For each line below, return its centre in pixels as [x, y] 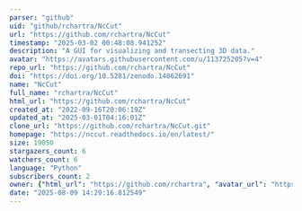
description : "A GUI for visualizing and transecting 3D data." [132, 51]
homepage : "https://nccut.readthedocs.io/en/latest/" [112, 135]
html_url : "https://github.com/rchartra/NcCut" [100, 101]
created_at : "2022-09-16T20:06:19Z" [78, 110]
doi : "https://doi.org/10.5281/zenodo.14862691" [102, 76]
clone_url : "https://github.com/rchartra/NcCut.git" [110, 127]
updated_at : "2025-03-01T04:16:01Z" [78, 118]
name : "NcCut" [36, 84]
